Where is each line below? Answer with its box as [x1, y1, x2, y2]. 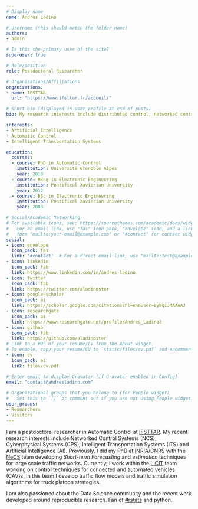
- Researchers [6, 406, 41, 412]
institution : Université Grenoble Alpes [16, 166, 117, 172]
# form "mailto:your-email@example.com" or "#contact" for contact [6, 231, 181, 237]
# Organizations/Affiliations [6, 79, 81, 84]
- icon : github [6, 324, 44, 331]
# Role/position [6, 63, 46, 68]
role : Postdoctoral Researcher [6, 68, 83, 74]
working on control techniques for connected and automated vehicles [6, 466, 176, 473]
